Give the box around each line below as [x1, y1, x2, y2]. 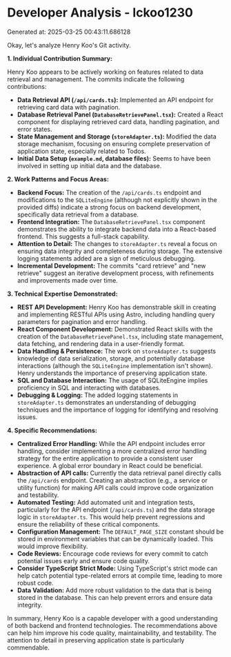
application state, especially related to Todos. [17, 147, 146, 155]
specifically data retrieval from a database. [17, 210, 139, 219]
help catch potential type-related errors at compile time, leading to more [17, 571, 223, 580]
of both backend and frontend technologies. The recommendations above [7, 621, 217, 629]
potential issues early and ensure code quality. [17, 556, 150, 565]
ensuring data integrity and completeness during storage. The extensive [17, 247, 223, 255]
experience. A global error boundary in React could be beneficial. [17, 461, 203, 469]
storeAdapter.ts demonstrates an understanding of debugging [17, 398, 197, 406]
